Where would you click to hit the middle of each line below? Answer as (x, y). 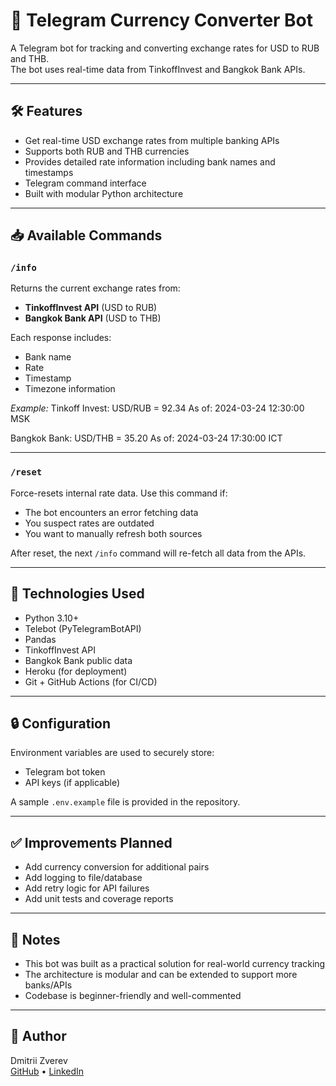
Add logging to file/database (83, 878)
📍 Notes (35, 939)
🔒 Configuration (61, 723)
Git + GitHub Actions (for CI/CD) (91, 681)
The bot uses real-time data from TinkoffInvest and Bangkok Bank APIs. (158, 69)
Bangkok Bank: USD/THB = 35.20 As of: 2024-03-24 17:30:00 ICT (146, 438)
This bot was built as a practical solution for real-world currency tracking (175, 963)
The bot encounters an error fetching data (111, 512)
